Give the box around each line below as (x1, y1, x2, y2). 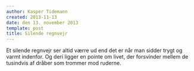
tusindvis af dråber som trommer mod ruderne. (6, 60, 122, 67)
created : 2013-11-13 (6, 14, 58, 20)
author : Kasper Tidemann (6, 8, 68, 15)
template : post (6, 25, 44, 31)
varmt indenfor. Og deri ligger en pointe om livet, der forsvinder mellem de (6, 53, 189, 60)
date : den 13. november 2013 (6, 20, 79, 25)
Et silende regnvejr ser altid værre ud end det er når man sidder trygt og (6, 47, 183, 54)
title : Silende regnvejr (6, 31, 68, 37)
